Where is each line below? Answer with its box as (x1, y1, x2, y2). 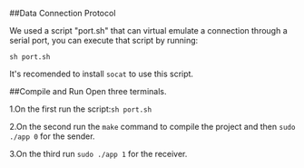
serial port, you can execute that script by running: (9, 35, 199, 45)
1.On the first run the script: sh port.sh (9, 104, 152, 114)
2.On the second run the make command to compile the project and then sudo (9, 122, 296, 132)
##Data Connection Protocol (9, 8, 116, 18)
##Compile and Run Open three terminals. (9, 86, 167, 96)
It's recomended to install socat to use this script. (9, 68, 193, 79)
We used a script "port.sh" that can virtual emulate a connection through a (9, 25, 288, 35)
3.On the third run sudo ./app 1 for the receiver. (9, 149, 188, 159)
